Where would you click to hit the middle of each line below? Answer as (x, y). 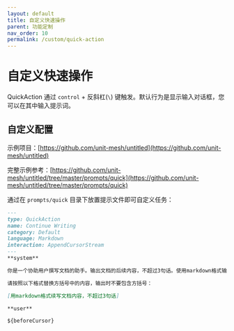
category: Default (34, 232)
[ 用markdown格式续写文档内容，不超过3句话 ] (63, 296)
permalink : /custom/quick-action (56, 40)
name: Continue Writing (42, 226)
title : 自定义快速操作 (37, 20)
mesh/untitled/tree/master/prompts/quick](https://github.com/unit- (103, 178)
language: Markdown (36, 239)
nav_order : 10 (28, 33)
